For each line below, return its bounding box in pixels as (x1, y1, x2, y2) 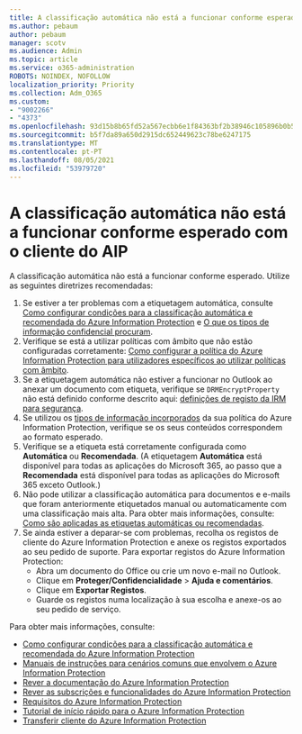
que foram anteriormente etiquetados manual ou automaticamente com (22, 499, 288, 510)
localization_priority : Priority (9, 80, 135, 89)
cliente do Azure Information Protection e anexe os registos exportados (22, 537, 287, 548)
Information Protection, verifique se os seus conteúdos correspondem (22, 422, 283, 433)
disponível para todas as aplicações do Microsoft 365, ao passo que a (22, 460, 282, 471)
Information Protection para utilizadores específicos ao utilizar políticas (22, 355, 286, 366)
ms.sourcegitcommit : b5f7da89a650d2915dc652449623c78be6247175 (9, 131, 252, 140)
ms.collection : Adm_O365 (9, 88, 102, 97)
